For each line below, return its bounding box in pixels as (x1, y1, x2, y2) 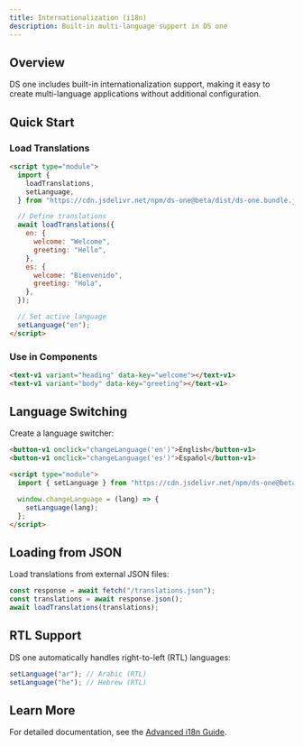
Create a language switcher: (9, 428, 115, 438)
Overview (9, 55, 66, 70)
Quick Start (9, 115, 75, 130)
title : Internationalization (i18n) (9, 13, 147, 23)
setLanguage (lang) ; (25, 502, 99, 512)
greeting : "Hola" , (32, 279, 103, 289)
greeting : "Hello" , (32, 245, 106, 254)
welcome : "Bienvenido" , (32, 271, 124, 280)
